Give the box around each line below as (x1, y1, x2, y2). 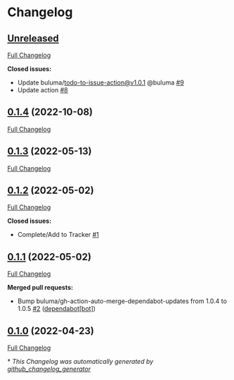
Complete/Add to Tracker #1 (17, 231, 100, 239)
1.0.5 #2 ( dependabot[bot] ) (17, 305, 96, 313)
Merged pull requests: (7, 283, 74, 292)
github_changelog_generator (7, 364, 91, 374)
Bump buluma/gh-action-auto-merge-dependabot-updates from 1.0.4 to (17, 297, 227, 305)
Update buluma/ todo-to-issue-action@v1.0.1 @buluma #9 (17, 78, 184, 87)
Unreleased (7, 32, 60, 44)
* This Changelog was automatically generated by (7, 357, 154, 366)
